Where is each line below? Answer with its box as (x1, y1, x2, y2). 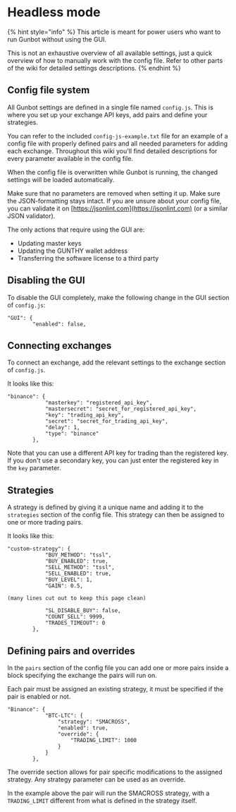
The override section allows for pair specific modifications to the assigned (7, 768, 223, 776)
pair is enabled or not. (7, 693, 71, 700)
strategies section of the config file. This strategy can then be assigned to (7, 511, 225, 519)
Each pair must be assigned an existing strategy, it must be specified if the (7, 685, 224, 693)
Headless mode (7, 4, 101, 20)
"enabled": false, (32, 321, 87, 328)
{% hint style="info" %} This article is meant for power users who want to (7, 28, 221, 36)
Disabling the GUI (7, 275, 86, 287)
